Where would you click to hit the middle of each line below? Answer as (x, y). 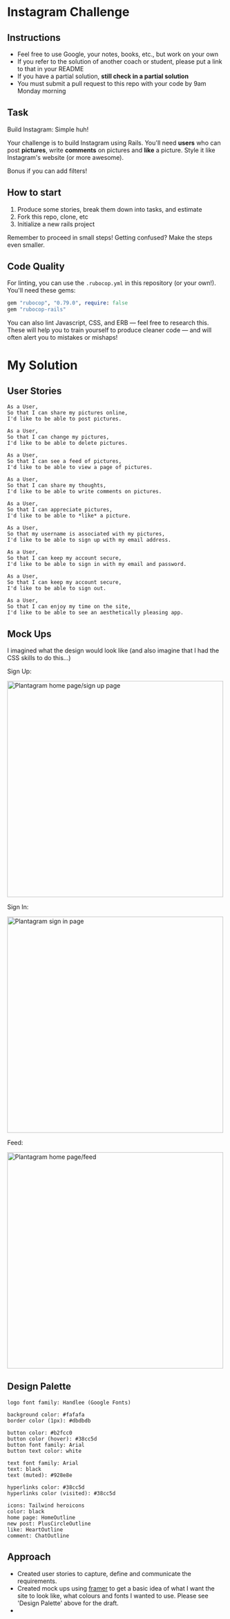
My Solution (42, 366)
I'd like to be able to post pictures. (65, 419)
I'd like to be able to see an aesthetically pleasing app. (96, 613)
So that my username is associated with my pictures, (86, 534)
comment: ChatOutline (38, 1536)
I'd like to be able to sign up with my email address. (89, 540)
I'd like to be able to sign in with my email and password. (97, 565)
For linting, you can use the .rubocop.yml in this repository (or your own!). (112, 283)
